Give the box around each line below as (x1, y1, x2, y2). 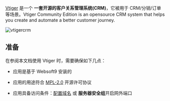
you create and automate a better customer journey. (5, 17, 115, 23)
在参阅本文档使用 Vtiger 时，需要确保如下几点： (5, 57, 106, 63)
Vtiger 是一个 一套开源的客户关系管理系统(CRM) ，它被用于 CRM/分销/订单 (5, 5, 161, 11)
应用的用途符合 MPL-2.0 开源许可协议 (12, 79, 92, 85)
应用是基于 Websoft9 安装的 (12, 68, 72, 74)
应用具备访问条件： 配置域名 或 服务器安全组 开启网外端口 (12, 90, 132, 96)
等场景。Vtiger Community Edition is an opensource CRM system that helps (5, 11, 165, 17)
